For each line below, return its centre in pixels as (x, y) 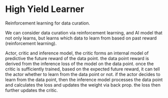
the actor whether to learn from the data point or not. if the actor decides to (83, 74)
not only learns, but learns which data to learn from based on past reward (81, 38)
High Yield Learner (45, 9)
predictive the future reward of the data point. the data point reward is (77, 58)
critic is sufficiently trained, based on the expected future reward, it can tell (82, 69)
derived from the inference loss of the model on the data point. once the (79, 63)
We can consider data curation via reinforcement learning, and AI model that (84, 32)
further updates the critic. (32, 90)
